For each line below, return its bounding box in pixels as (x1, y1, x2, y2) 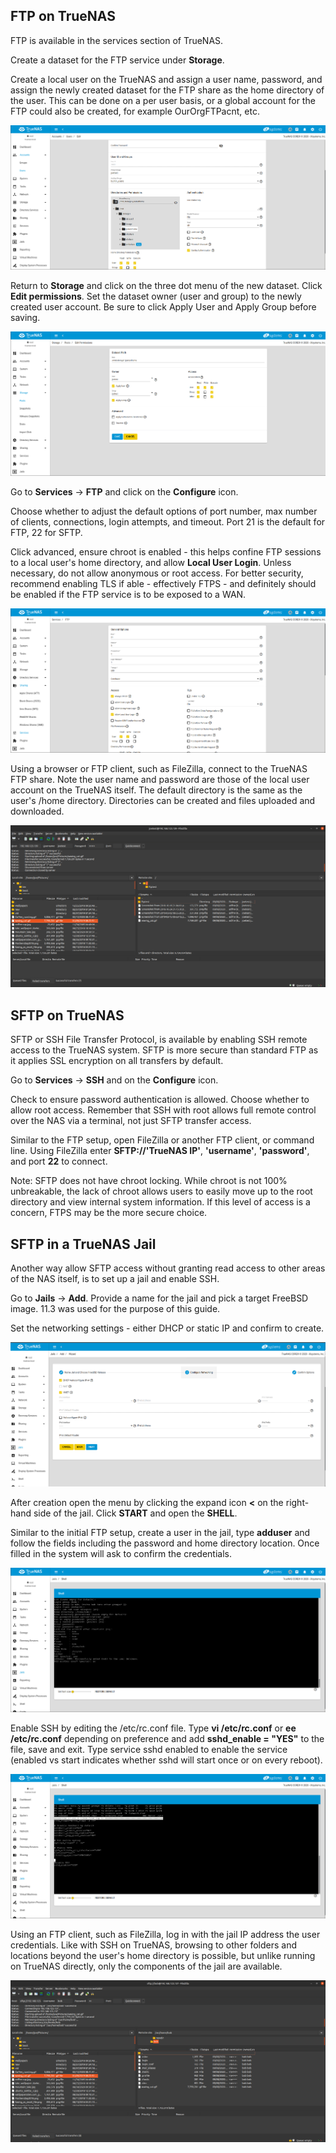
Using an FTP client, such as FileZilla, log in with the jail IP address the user (10, 1929, 321, 1941)
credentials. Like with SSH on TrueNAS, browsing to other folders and (10, 1939, 298, 1951)
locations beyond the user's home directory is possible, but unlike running (10, 1950, 316, 1962)
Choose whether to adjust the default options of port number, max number (10, 505, 318, 517)
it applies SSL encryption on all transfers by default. (10, 1055, 224, 1067)
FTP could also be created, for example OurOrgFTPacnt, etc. (10, 105, 260, 117)
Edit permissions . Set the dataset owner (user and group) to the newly (10, 290, 302, 302)
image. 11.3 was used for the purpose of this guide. (10, 1302, 221, 1314)
